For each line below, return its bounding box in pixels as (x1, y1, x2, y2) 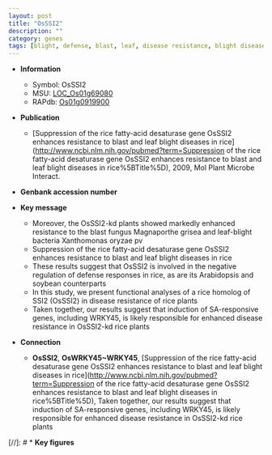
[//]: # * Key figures (8, 438, 74, 448)
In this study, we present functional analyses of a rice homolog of (32, 287, 251, 297)
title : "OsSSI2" (8, 19, 63, 28)
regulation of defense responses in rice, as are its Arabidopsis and (32, 270, 254, 280)
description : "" (8, 27, 63, 35)
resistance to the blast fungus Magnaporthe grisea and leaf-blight (32, 227, 253, 237)
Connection (19, 338, 61, 347)
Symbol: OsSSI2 (32, 80, 87, 90)
